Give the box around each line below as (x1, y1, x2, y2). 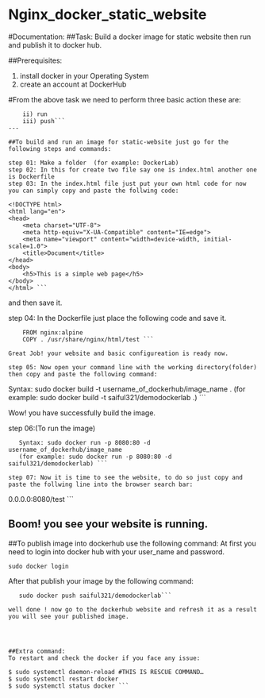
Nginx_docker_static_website (8, 6, 207, 24)
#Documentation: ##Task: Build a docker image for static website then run (8, 32, 252, 41)
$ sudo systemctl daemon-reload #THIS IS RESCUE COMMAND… (8, 668, 204, 676)
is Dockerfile (8, 172, 56, 180)
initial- (203, 235, 232, 243)
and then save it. (8, 298, 63, 307)
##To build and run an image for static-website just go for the (8, 137, 229, 146)
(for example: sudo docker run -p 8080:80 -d (18, 453, 172, 461)
